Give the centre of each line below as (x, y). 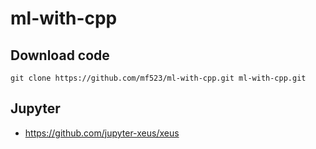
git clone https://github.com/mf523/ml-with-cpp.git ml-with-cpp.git (158, 78)
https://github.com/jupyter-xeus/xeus (102, 133)
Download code (60, 55)
